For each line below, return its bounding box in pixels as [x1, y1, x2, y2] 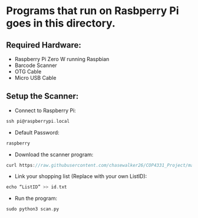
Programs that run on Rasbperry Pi [6, 4, 179, 18]
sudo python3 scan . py [6, 206, 60, 212]
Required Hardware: [6, 40, 81, 50]
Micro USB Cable [14, 75, 57, 81]
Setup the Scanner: [6, 91, 79, 101]
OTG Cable [14, 68, 42, 75]
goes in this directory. [6, 16, 116, 30]
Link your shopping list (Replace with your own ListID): [14, 173, 147, 180]
